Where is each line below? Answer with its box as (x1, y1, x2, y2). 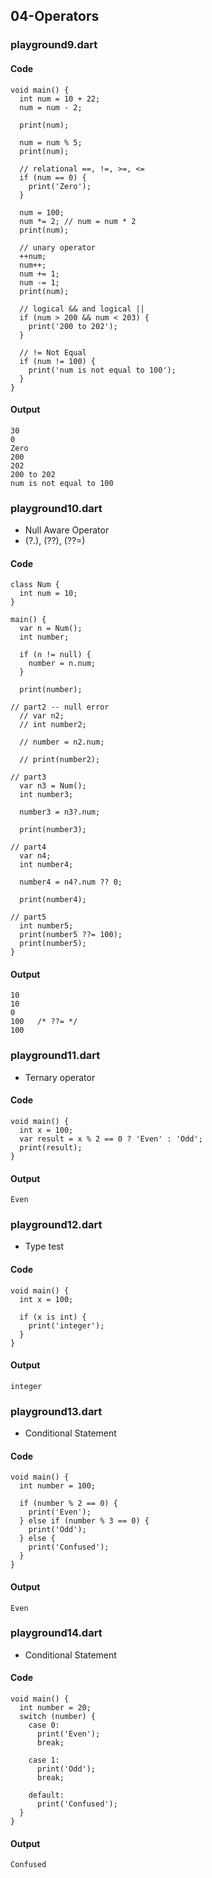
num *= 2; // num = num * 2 (19, 216, 137, 226)
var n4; (19, 851, 52, 861)
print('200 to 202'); (28, 321, 118, 331)
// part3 (10, 772, 47, 783)
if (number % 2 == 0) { (19, 1499, 118, 1509)
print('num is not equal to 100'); (28, 365, 177, 375)
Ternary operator (24, 1071, 96, 1083)
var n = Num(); (19, 624, 83, 634)
